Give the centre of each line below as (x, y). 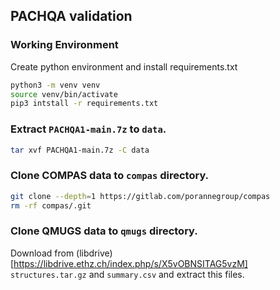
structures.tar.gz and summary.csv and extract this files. (127, 274)
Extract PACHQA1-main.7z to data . (88, 129)
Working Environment (64, 45)
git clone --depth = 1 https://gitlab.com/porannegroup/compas (140, 196)
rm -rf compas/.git (51, 205)
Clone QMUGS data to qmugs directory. (104, 231)
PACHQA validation (71, 16)
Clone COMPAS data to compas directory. (110, 176)
